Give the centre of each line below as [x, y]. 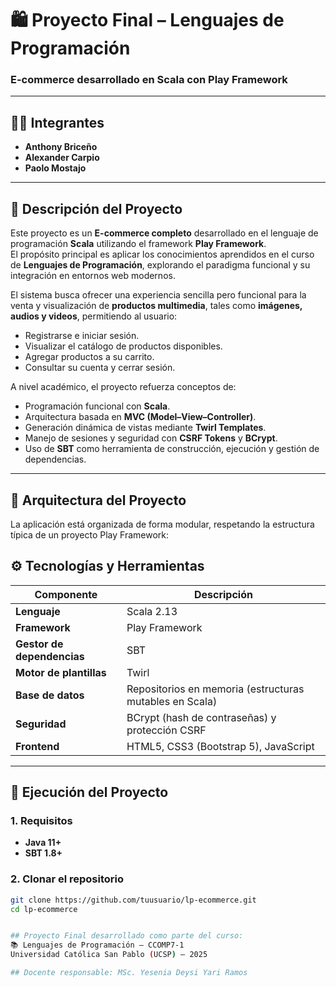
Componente [66, 594]
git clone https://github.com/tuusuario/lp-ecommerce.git [133, 900]
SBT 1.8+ [43, 853]
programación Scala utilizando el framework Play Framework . [138, 244]
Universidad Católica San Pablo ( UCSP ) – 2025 [109, 955]
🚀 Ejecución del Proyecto [89, 792]
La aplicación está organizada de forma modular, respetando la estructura [162, 524]
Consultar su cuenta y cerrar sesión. [100, 368]
